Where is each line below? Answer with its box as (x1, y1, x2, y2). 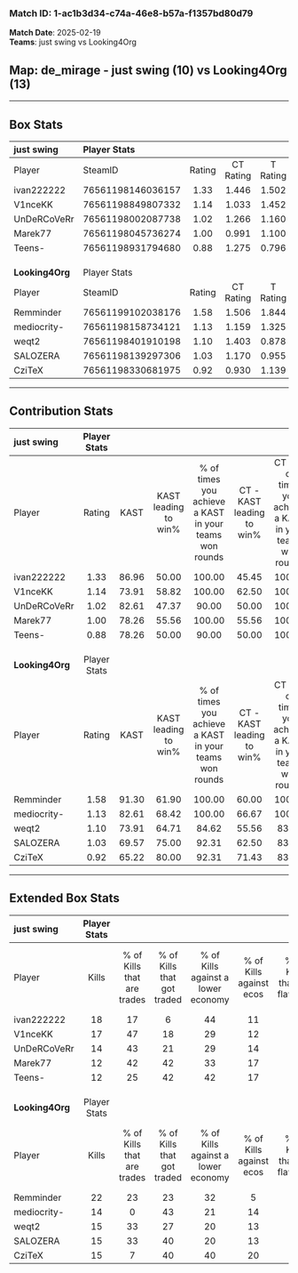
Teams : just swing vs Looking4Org (9, 36, 137, 47)
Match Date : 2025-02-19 (9, 28, 101, 38)
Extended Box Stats (9, 890, 120, 906)
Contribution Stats (9, 404, 114, 419)
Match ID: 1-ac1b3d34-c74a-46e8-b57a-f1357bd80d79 (9, 7, 254, 20)
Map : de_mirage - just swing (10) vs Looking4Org (9, 62, 287, 77)
